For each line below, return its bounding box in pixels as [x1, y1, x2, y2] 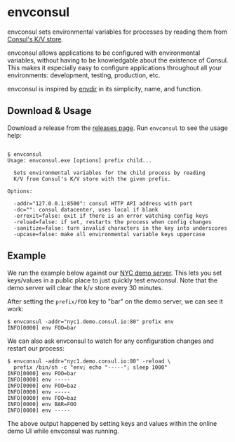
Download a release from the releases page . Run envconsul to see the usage [7, 124, 228, 132]
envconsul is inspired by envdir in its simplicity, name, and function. [7, 84, 203, 93]
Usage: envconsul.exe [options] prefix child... [7, 157, 152, 164]
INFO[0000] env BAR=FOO [7, 401, 77, 408]
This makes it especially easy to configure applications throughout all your [7, 63, 222, 72]
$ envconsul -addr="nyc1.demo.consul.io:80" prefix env [7, 318, 174, 325]
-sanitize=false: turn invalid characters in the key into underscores [13, 224, 228, 232]
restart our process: [7, 344, 65, 352]
